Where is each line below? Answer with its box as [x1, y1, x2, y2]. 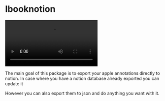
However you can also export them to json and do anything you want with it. [5, 90, 160, 96]
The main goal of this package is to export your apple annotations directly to [5, 70, 160, 76]
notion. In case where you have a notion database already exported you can [5, 75, 160, 81]
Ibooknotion [5, 3, 56, 15]
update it [5, 80, 23, 87]
